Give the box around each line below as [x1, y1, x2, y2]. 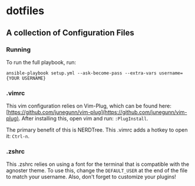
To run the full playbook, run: [6, 58, 77, 66]
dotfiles [6, 4, 45, 18]
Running [6, 45, 31, 54]
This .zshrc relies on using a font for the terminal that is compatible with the [6, 161, 190, 168]
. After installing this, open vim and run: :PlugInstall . [18, 115, 148, 122]
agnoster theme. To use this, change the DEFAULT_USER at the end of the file [6, 167, 188, 174]
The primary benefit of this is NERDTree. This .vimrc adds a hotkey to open [6, 126, 188, 133]
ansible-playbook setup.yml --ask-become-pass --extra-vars [6, 70, 157, 76]
